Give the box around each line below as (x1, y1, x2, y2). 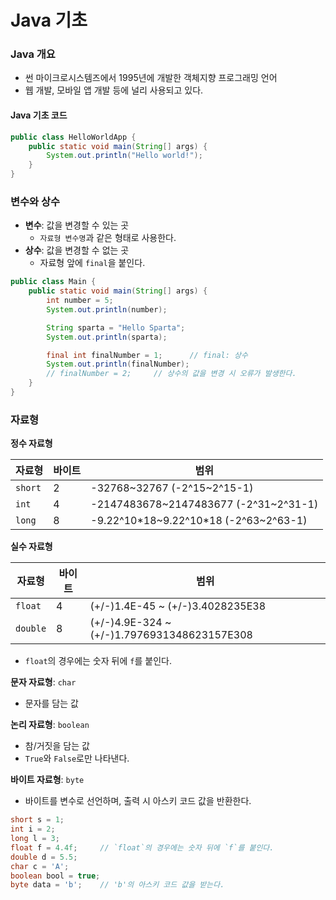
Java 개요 (10, 47, 56, 61)
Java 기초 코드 (10, 109, 68, 121)
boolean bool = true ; (10, 871, 101, 881)
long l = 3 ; (10, 834, 60, 844)
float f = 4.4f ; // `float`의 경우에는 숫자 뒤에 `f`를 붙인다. (10, 842, 275, 853)
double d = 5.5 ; (10, 852, 78, 862)
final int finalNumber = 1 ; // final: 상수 (46, 350, 248, 360)
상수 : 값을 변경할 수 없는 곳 (24, 244, 130, 256)
